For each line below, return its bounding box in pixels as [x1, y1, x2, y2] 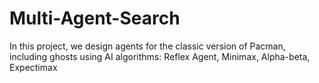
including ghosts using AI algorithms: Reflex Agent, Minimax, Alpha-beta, [9, 50, 311, 62]
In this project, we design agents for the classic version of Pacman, [9, 40, 286, 52]
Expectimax [9, 61, 58, 73]
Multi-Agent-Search [9, 7, 181, 30]
